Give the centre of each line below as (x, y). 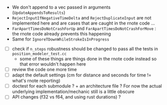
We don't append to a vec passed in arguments (61, 7)
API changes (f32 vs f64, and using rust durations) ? (66, 97)
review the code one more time (44, 69)
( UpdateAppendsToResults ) (39, 12)
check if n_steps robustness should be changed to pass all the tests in (85, 49)
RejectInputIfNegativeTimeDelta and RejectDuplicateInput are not (82, 18)
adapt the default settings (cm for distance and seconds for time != (82, 75)
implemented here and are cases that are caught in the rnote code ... (83, 23)
